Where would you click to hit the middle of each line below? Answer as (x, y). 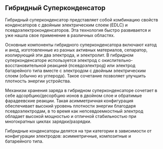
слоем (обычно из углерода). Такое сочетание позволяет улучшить (75, 75)
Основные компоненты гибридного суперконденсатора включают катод (81, 45)
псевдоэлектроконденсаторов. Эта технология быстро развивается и (78, 30)
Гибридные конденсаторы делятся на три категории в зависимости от (78, 130)
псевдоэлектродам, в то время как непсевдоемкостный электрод (74, 111)
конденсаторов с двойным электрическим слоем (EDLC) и (66, 25)
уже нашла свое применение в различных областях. (60, 35)
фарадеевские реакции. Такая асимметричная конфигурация (69, 101)
